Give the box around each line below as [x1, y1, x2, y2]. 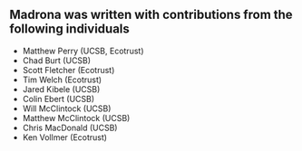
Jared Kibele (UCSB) [22, 83, 101, 94]
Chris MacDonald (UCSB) [22, 122, 118, 133]
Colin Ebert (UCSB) [22, 93, 95, 104]
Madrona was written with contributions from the [9, 7, 293, 23]
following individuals [9, 22, 130, 37]
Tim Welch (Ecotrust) [22, 74, 102, 85]
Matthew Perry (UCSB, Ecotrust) [22, 45, 144, 56]
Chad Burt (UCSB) [22, 54, 92, 66]
